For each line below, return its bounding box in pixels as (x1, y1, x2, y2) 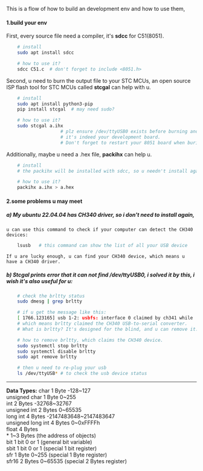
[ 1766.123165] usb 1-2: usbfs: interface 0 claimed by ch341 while (17, 315, 193, 321)
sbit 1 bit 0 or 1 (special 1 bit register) (6, 445, 97, 452)
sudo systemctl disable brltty (17, 348, 96, 354)
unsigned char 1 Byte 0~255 (6, 394, 77, 401)
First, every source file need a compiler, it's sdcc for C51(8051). (6, 33, 164, 40)
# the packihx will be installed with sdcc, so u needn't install (17, 168, 188, 174)
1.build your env (6, 19, 47, 26)
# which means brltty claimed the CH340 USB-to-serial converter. (17, 321, 188, 327)
